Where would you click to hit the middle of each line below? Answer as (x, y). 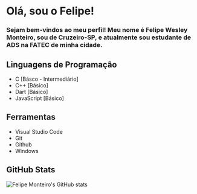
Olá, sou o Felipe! (50, 11)
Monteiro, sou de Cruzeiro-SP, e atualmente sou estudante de (99, 37)
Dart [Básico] (31, 92)
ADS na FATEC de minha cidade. (54, 45)
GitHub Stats (31, 170)
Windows (27, 151)
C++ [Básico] (31, 85)
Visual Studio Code (39, 131)
